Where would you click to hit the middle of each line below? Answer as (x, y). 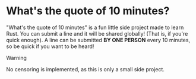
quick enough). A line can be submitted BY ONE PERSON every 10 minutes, (98, 40)
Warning (16, 58)
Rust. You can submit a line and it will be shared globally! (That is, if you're (97, 33)
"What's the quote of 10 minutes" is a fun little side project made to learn (95, 27)
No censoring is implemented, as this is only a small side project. (86, 69)
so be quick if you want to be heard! (50, 46)
